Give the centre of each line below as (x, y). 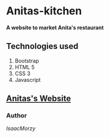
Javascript (28, 79)
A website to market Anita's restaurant (55, 27)
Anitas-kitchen (44, 11)
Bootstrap (27, 60)
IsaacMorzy (21, 128)
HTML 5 (25, 67)
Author (17, 116)
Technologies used (42, 46)
